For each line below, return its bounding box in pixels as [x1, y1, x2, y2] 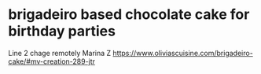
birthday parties [8, 22, 116, 40]
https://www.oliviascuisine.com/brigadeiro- [112, 48, 253, 57]
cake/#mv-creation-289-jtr [8, 57, 96, 66]
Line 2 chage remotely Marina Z [8, 48, 112, 57]
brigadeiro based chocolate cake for [8, 6, 250, 24]
